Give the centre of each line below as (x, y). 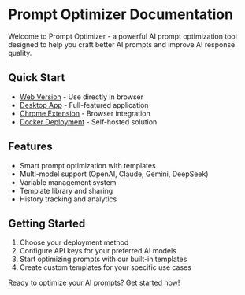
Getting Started (47, 223)
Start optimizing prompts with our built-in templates (103, 259)
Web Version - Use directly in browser (82, 97)
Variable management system (68, 182)
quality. (20, 53)
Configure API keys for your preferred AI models (98, 251)
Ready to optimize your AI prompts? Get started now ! (94, 283)
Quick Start (37, 77)
